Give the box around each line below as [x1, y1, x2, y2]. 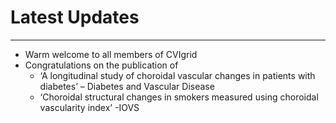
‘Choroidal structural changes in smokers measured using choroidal [39, 91, 319, 103]
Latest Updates [10, 6, 140, 29]
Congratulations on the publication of [24, 59, 179, 71]
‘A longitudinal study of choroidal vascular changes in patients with [39, 69, 316, 81]
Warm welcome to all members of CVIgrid [24, 48, 198, 60]
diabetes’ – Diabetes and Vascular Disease [39, 80, 215, 92]
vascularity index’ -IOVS [39, 101, 140, 113]
